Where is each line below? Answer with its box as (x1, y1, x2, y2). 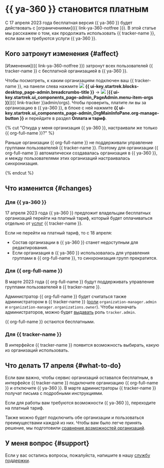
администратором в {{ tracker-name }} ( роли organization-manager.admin (5, 298, 157, 304)
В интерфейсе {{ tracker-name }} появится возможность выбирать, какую (5, 342, 160, 348)
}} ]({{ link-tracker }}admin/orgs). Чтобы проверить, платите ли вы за (5, 99, 146, 105)
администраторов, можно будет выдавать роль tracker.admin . (5, 309, 136, 315)
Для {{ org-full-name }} (5, 267, 63, 274)
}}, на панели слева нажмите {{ (17, 83, 90, 89)
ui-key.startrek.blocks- (90, 83, 139, 89)
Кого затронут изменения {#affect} (5, 50, 119, 58)
